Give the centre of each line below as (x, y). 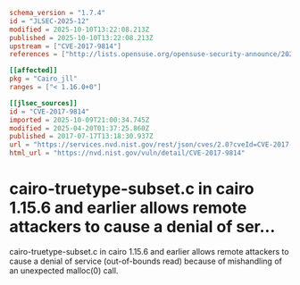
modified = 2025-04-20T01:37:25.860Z (79, 128)
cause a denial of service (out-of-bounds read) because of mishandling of (146, 261)
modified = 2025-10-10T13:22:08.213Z (79, 29)
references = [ (37, 54)
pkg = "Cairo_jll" (43, 79)
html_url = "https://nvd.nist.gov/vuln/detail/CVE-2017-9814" (127, 153)
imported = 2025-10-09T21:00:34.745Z (79, 120)
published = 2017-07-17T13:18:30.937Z (81, 137)
